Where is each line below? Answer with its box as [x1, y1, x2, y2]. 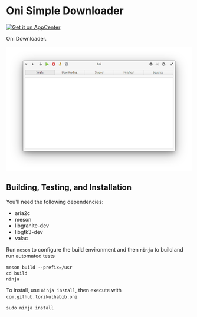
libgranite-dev [14, 222, 49, 229]
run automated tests [6, 252, 55, 259]
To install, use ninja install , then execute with [6, 286, 122, 293]
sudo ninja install [6, 305, 54, 311]
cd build [6, 270, 28, 276]
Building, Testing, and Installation [6, 183, 132, 193]
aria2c [14, 209, 31, 216]
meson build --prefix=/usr [6, 264, 73, 270]
